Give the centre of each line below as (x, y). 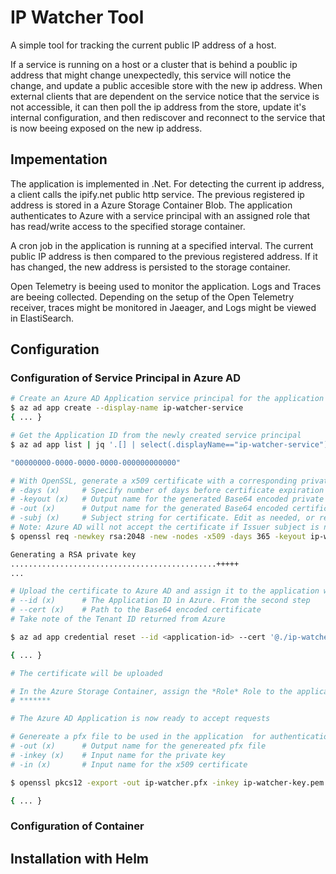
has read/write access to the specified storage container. (128, 226)
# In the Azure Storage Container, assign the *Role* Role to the (151, 691)
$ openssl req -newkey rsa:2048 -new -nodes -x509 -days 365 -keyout (158, 536)
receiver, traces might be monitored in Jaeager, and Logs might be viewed (163, 307)
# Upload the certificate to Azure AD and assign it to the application (165, 591)
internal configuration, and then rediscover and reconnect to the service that (168, 117)
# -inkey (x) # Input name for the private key (118, 755)
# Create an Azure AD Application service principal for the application (167, 399)
